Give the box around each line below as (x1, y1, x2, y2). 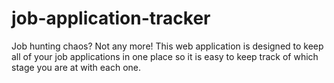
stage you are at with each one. (11, 61, 142, 73)
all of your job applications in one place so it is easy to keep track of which (11, 50, 319, 62)
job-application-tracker (11, 7, 211, 30)
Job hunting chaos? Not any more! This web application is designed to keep (11, 40, 324, 52)
